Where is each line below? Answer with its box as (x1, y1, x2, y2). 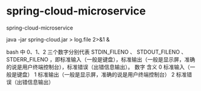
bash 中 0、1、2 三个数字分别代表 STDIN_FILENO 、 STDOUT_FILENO (6, 48, 180, 55)
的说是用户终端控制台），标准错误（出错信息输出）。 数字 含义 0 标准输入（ (6, 63, 190, 71)
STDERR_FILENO (6, 55, 48, 63)
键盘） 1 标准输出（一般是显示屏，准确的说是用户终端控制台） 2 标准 (16, 71, 187, 78)
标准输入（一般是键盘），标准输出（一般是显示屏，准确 (60, 55, 195, 63)
